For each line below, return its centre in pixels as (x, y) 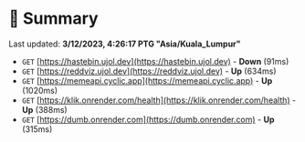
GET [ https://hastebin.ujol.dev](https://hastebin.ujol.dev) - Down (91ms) (155, 61)
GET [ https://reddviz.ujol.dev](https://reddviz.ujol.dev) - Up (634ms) (149, 71)
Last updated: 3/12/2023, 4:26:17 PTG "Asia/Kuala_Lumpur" (125, 44)
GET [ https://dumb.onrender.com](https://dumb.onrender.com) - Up (148, 119)
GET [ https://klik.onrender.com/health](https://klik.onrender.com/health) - (159, 100)
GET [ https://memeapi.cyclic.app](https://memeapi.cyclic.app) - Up (147, 80)
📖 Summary (53, 19)
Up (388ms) (44, 109)
